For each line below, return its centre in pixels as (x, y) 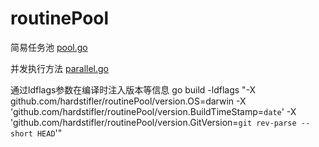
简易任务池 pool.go (49, 47)
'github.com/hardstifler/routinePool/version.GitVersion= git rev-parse (153, 122)
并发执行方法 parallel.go (59, 68)
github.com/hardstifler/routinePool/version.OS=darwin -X (128, 101)
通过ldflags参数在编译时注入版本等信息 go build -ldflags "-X (133, 89)
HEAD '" (49, 133)
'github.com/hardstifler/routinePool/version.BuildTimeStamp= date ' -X (153, 111)
